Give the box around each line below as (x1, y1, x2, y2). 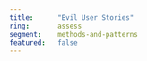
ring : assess (9, 22, 82, 30)
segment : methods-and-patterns (9, 30, 139, 39)
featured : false (9, 38, 78, 48)
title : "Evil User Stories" (9, 13, 134, 22)
